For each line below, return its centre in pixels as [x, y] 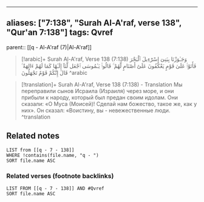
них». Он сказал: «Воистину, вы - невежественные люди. [96, 110]
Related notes [33, 136]
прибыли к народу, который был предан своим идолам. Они [99, 97]
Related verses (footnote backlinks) [60, 176]
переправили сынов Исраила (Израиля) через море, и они [97, 91]
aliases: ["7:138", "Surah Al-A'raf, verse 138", [94, 23]
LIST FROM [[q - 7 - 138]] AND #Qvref [55, 188]
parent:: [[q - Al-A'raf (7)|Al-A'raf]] [49, 47]
